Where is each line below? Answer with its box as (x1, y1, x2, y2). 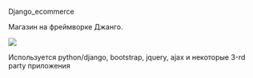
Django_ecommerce (8, 7, 74, 16)
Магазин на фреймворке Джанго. (8, 22, 123, 31)
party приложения (8, 61, 70, 70)
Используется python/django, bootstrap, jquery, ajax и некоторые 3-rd (8, 53, 246, 62)
